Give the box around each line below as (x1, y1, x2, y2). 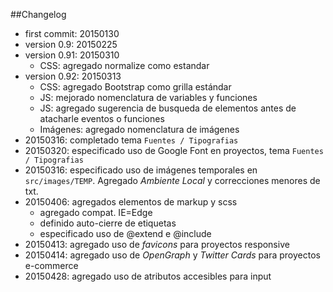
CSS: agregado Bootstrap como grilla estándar (39, 81, 232, 93)
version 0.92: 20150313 (24, 70, 122, 82)
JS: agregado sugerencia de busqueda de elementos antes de (39, 102, 297, 114)
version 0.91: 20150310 (24, 49, 120, 61)
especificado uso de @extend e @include (39, 228, 212, 239)
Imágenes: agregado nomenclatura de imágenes (39, 124, 240, 135)
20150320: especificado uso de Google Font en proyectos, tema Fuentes (24, 145, 324, 156)
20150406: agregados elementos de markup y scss (24, 196, 238, 208)
